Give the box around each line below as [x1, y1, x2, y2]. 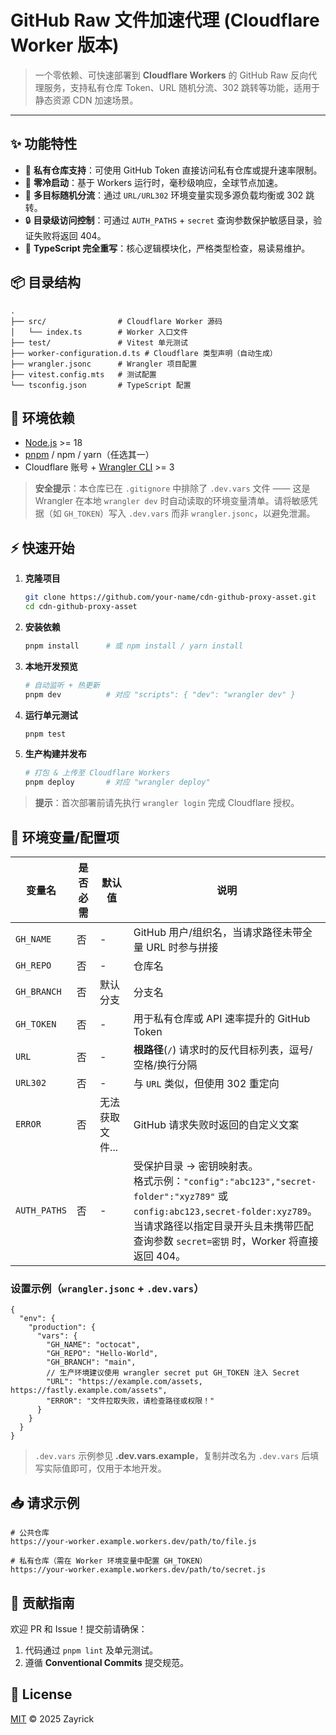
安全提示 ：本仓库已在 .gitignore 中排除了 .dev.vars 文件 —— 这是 [34, 482, 311, 495]
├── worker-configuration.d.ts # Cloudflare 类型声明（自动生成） [10, 348, 278, 358]
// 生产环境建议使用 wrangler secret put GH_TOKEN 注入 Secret [46, 1368, 300, 1378]
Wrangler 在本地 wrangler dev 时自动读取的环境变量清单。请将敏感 [34, 495, 310, 507]
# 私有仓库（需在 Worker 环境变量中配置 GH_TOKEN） [10, 1556, 208, 1566]
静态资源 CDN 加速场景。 [34, 94, 139, 106]
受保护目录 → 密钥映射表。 [133, 1159, 259, 1173]
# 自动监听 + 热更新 [24, 680, 100, 690]
